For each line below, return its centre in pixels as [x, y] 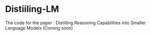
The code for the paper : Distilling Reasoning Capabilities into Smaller [75, 23]
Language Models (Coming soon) [39, 28]
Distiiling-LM [32, 9]
